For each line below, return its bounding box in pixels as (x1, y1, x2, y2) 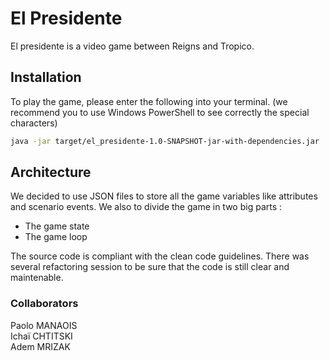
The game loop (24, 231, 88, 243)
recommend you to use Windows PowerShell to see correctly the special (10, 106, 310, 118)
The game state (24, 220, 90, 232)
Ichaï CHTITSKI (10, 330, 73, 342)
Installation (10, 69, 82, 86)
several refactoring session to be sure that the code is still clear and (10, 261, 290, 273)
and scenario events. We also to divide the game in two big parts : (10, 201, 283, 213)
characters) (10, 117, 58, 129)
